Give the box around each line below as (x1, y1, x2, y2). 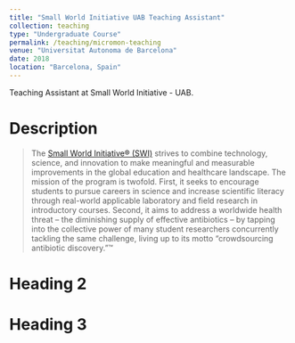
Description (9, 118, 98, 139)
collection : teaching (9, 21, 90, 30)
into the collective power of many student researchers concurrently (30, 224, 279, 234)
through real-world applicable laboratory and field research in (30, 195, 258, 206)
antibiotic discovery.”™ (30, 242, 114, 253)
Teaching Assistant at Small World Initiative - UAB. (9, 86, 194, 98)
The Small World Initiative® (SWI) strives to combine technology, (30, 148, 268, 159)
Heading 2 (9, 274, 87, 294)
